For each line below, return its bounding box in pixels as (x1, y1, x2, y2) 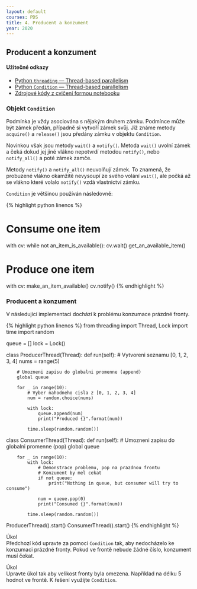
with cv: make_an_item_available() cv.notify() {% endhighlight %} (6, 282, 164, 289)
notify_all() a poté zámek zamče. (6, 155, 92, 162)
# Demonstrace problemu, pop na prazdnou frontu (37, 465, 160, 471)
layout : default (6, 8, 46, 15)
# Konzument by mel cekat (37, 470, 102, 476)
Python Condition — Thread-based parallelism (14, 83, 128, 90)
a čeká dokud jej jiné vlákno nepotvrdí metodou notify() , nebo (6, 148, 160, 155)
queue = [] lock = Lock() (6, 340, 66, 347)
